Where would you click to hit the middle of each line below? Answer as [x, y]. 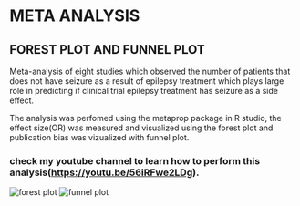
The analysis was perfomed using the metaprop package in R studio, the [146, 118]
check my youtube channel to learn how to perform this [135, 160]
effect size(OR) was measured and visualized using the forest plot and [141, 128]
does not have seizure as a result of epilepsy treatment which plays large [147, 81]
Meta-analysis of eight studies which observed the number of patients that [150, 71]
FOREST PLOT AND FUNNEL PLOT [107, 50]
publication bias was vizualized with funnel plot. [99, 137]
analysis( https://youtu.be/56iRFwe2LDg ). [104, 172]
